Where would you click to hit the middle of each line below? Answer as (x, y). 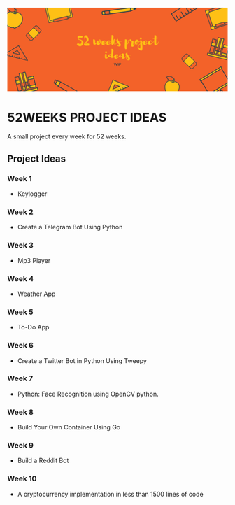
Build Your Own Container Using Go (69, 427)
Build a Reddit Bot (43, 461)
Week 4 (21, 278)
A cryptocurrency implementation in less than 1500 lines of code (111, 494)
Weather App (36, 294)
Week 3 (20, 246)
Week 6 (20, 346)
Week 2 (20, 212)
